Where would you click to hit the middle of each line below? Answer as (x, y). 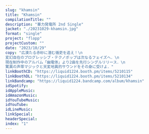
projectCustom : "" (25, 43)
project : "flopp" (24, 39)
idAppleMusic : (20, 90)
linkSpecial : (19, 114)
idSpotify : (17, 86)
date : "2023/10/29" (26, 48)
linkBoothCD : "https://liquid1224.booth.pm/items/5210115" (69, 72)
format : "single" (24, 34)
